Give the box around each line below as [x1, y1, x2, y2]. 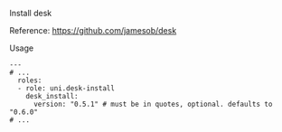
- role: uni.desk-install [17, 84, 116, 93]
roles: [17, 76, 42, 85]
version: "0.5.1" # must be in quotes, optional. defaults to [33, 99, 273, 108]
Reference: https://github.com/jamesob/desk [9, 25, 177, 35]
